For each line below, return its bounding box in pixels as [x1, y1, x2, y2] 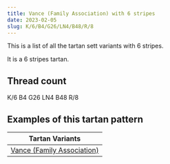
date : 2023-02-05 [7, 17, 57, 23]
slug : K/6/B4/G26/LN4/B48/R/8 [7, 23, 94, 30]
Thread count [7, 75, 67, 87]
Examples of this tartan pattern [7, 113, 143, 125]
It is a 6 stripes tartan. [7, 55, 70, 63]
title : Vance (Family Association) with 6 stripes [7, 10, 156, 17]
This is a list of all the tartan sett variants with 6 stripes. [7, 42, 164, 50]
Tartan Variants [28, 134, 81, 143]
